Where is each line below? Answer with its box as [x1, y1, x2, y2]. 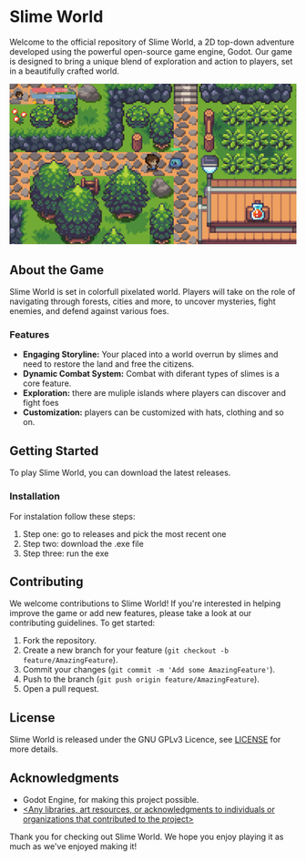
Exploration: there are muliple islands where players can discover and [22, 388, 287, 399]
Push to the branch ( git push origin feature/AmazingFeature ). [22, 674, 260, 684]
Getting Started [9, 443, 99, 459]
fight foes [22, 398, 59, 409]
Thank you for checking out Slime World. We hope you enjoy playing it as [9, 831, 284, 842]
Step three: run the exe [22, 548, 109, 559]
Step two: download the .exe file [22, 538, 144, 549]
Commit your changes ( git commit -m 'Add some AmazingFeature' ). [22, 664, 276, 675]
